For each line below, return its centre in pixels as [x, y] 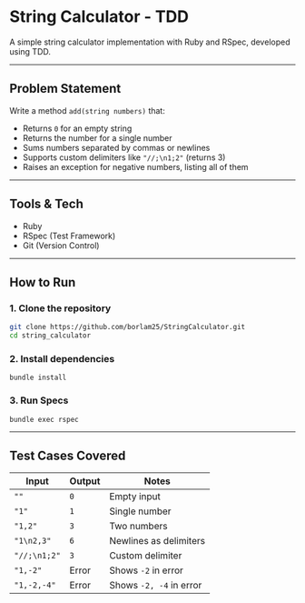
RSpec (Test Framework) [69, 236]
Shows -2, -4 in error [155, 586]
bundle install [38, 378]
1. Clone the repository [60, 308]
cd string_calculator [50, 336]
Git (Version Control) [61, 245]
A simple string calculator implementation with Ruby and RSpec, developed [150, 42]
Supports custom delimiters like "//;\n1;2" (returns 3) [124, 157]
